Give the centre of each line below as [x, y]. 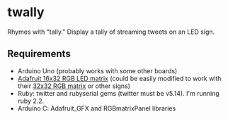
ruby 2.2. [31, 101]
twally [26, 12]
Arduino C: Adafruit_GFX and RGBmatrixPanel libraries [97, 108]
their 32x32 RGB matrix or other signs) [74, 86]
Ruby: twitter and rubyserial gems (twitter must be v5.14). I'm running [118, 93]
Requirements [39, 54]
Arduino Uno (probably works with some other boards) [97, 70]
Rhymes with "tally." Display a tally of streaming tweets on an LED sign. [111, 32]
